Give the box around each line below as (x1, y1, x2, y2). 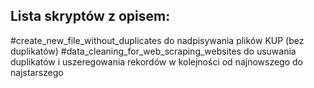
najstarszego (10, 66, 64, 78)
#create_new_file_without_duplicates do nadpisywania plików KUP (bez (10, 34, 305, 46)
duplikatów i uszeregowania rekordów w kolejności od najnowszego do (10, 55, 303, 68)
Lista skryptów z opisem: (10, 8, 171, 25)
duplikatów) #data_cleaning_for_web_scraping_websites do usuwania (10, 45, 297, 57)
